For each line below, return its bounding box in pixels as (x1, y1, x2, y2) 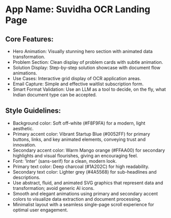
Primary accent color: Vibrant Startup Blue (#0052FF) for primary (12, 131, 151, 137)
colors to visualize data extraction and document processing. (12, 196, 141, 202)
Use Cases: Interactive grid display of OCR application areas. (12, 76, 141, 81)
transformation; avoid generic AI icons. (12, 185, 95, 191)
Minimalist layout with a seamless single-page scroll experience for (12, 201, 155, 207)
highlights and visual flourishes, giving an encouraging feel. (12, 152, 138, 159)
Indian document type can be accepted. (12, 92, 97, 98)
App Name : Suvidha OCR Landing (5, 4, 151, 15)
